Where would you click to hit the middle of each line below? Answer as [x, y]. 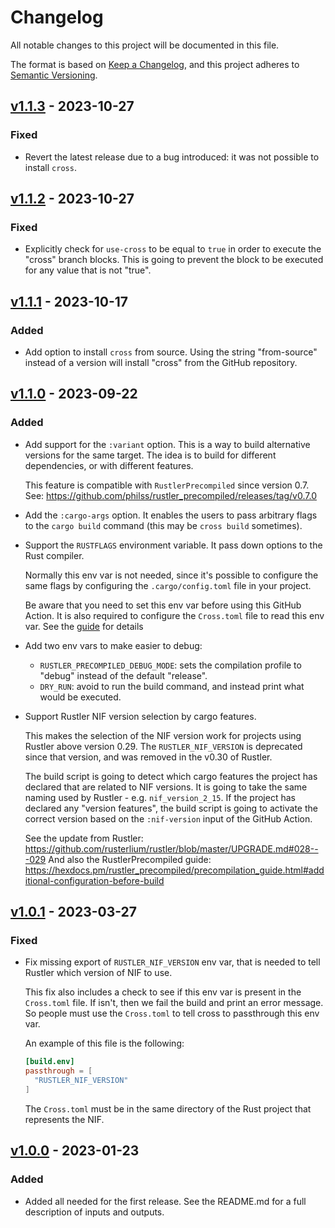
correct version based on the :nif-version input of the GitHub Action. [168, 818]
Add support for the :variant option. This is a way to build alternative [167, 444]
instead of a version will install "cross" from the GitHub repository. [161, 362]
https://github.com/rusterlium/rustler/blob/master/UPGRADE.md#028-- [171, 848]
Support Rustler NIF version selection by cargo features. [140, 716]
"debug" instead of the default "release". [123, 675]
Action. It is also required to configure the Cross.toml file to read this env [174, 615]
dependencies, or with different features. [109, 465]
